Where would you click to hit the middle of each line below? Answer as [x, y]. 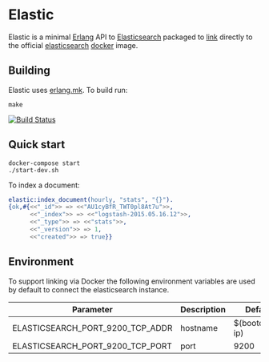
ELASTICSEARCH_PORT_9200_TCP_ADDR [92, 328]
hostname [199, 328]
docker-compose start [44, 163]
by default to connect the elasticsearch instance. [89, 289]
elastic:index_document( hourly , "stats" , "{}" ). [91, 199]
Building [29, 71]
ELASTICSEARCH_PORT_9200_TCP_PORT [92, 346]
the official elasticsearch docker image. [73, 45]
